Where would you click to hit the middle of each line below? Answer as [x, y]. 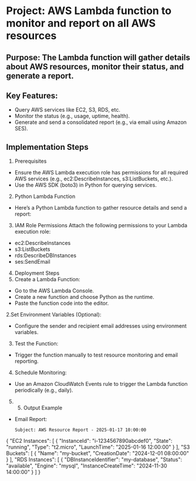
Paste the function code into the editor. [62, 303]
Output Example [43, 408]
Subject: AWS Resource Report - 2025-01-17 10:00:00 [80, 430]
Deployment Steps [37, 273]
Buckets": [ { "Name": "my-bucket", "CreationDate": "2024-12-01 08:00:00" [98, 453]
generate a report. [40, 75]
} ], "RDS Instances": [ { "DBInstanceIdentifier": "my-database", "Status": [94, 460]
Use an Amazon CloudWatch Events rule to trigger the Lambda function [101, 384]
